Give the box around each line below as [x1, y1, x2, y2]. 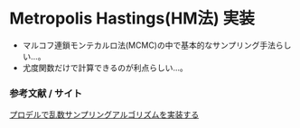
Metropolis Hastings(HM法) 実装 [9, 8, 255, 29]
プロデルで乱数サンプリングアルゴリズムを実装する [9, 109, 200, 120]
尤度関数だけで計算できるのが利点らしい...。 [22, 62, 188, 73]
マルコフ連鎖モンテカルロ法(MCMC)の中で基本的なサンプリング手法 [22, 40, 277, 50]
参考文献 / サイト [9, 87, 83, 99]
